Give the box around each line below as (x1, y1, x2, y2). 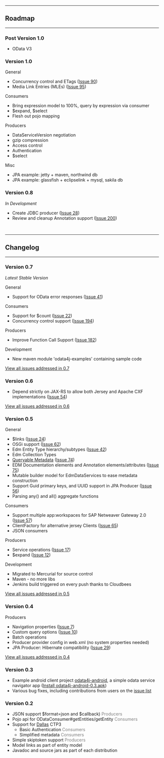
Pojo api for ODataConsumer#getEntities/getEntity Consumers (12, 716, 138, 722)
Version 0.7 (5, 264, 33, 271)
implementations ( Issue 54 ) (12, 394, 67, 400)
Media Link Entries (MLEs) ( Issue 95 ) (12, 84, 86, 90)
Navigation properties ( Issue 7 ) (12, 623, 75, 629)
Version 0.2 (5, 700, 33, 707)
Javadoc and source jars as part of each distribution (12, 747, 118, 754)
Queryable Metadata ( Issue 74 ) (12, 457, 75, 463)
